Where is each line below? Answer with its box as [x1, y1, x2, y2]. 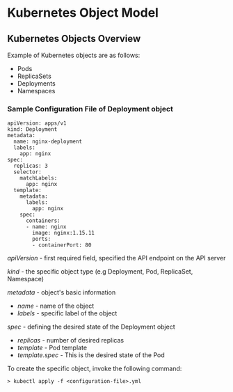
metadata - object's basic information [7, 288, 116, 297]
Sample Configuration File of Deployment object [7, 104, 174, 113]
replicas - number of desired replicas [17, 336, 124, 345]
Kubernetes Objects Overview [7, 33, 141, 45]
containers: [25, 217, 61, 224]
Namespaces [17, 87, 56, 95]
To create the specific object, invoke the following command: [7, 364, 182, 373]
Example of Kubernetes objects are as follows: [7, 51, 140, 59]
